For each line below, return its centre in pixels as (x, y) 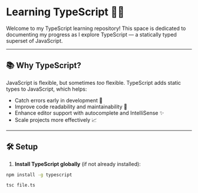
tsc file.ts (21, 185)
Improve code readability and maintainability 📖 (71, 107)
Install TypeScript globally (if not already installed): (78, 164)
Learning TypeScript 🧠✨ (65, 12)
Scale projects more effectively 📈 (56, 119)
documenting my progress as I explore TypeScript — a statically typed (91, 34)
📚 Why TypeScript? (44, 66)
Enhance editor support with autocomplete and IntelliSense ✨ (89, 113)
